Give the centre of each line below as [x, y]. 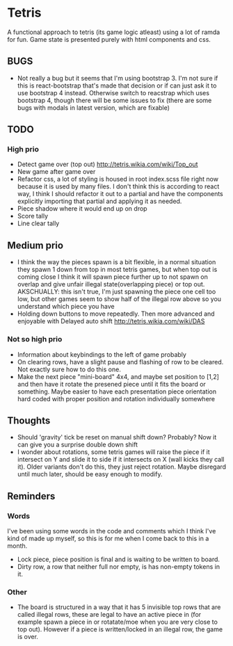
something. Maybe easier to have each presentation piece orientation [117, 391]
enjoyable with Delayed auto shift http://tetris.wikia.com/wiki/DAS [111, 321]
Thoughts [29, 420]
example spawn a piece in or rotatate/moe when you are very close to [117, 622]
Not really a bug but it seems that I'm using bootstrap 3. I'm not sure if [118, 78]
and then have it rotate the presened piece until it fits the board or [112, 384]
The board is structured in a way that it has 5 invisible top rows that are [119, 607]
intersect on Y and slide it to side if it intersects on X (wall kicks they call [121, 460]
